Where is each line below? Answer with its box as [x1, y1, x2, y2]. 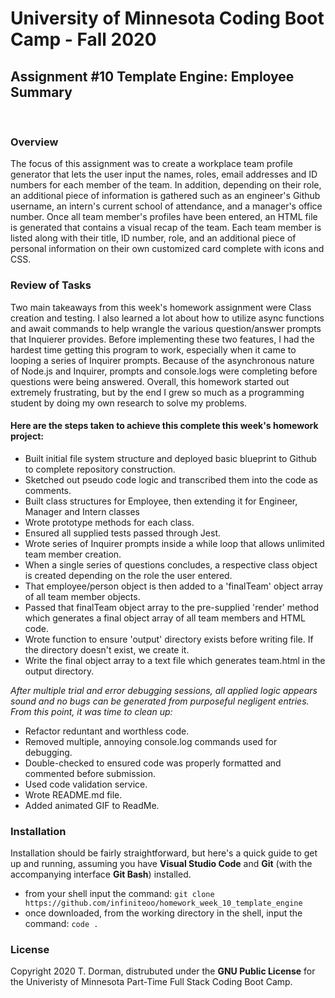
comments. [24, 484, 72, 496]
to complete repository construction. [24, 463, 176, 475]
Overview [10, 135, 59, 149]
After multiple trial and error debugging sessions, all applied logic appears [10, 684, 318, 696]
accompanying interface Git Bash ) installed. [10, 868, 192, 881]
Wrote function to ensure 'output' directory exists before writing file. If [24, 633, 314, 645]
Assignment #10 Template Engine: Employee [10, 68, 295, 85]
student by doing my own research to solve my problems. [10, 397, 248, 409]
